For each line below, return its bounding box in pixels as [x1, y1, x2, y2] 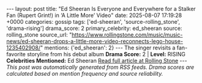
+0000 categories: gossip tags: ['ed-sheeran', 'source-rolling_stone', [6, 18, 181, 25]
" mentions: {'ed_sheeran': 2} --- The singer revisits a [40, 44, 176, 51]
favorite [6, 51, 26, 57]
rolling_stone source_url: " [6, 31, 72, 38]
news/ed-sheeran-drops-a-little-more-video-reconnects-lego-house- [6, 38, 184, 45]
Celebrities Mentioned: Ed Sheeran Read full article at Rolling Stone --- [6, 57, 188, 64]
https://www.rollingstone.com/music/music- [71, 31, 183, 38]
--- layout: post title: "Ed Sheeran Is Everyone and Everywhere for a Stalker [6, 5, 196, 12]
